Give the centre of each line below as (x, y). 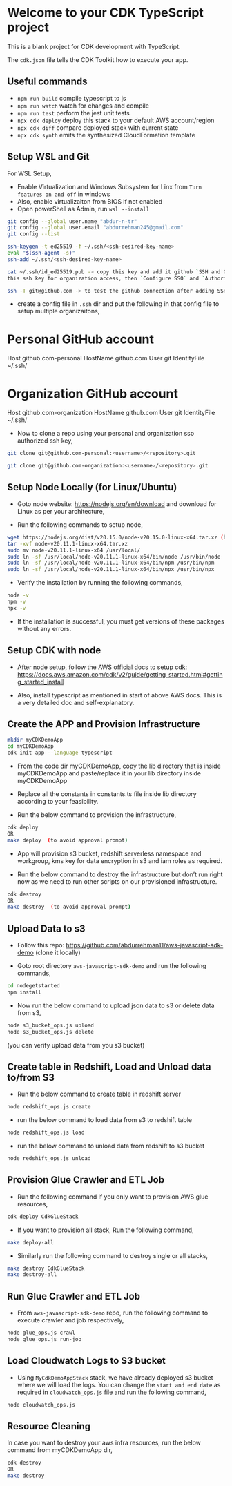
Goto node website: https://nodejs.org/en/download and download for (117, 504)
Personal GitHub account (80, 339)
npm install (24, 992)
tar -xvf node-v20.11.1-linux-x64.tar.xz (68, 543)
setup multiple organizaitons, (58, 311)
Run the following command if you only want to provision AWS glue (113, 1197)
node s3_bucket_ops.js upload (51, 1025)
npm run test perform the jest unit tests (73, 113)
